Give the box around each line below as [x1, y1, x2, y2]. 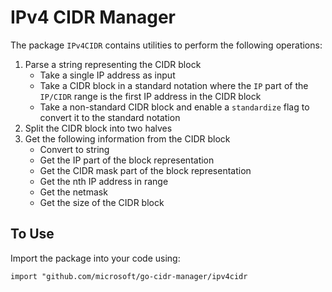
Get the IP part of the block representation [39, 154, 215, 166]
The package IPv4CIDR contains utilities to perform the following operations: [10, 39, 323, 51]
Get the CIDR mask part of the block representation [39, 164, 252, 176]
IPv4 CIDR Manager [10, 6, 176, 29]
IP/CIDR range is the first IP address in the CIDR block [39, 90, 262, 102]
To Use [10, 226, 55, 243]
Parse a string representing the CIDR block [24, 58, 202, 70]
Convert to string [39, 143, 110, 155]
